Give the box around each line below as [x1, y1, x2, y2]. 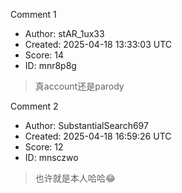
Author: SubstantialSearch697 [24, 120, 149, 131]
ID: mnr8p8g [24, 60, 77, 71]
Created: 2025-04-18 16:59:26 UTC [24, 130, 172, 142]
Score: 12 [24, 141, 64, 153]
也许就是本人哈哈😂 [34, 172, 117, 184]
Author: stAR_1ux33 [24, 28, 105, 39]
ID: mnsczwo [24, 152, 79, 163]
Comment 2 [10, 100, 59, 112]
